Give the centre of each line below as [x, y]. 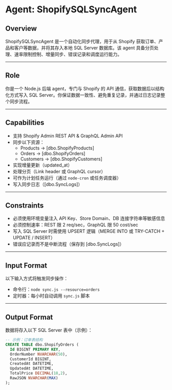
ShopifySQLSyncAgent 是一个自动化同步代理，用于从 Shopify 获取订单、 [82, 41]
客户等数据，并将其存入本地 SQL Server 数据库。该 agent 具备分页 [84, 48]
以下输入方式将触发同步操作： [37, 278]
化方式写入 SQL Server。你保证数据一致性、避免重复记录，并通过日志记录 [83, 95]
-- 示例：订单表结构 [24, 340]
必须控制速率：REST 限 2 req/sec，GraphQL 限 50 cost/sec [75, 225]
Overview [21, 29]
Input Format [26, 265]
